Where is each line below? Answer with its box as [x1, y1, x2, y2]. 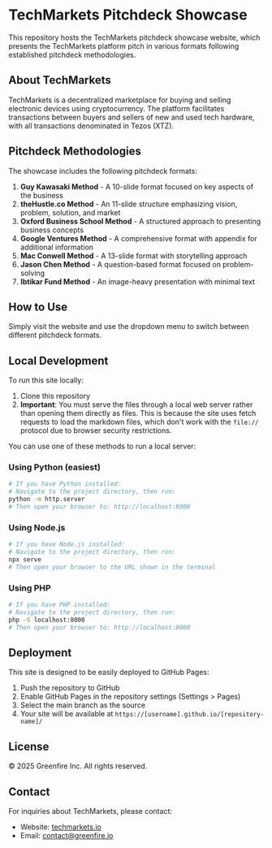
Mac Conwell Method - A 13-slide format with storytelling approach [19, 250, 248, 261]
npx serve [8, 556, 42, 564]
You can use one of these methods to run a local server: [8, 441, 196, 452]
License [8, 739, 50, 753]
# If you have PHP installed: [8, 601, 111, 609]
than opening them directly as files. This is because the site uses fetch [19, 409, 257, 418]
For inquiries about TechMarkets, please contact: [8, 807, 173, 816]
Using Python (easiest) [8, 461, 101, 473]
